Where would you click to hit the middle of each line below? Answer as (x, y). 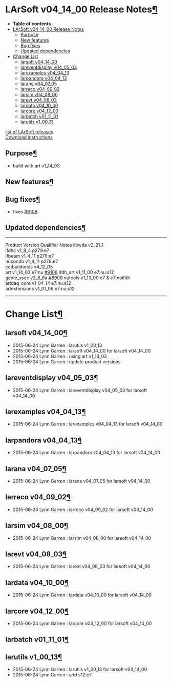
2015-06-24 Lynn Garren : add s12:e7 (52, 675)
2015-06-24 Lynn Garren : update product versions (67, 362)
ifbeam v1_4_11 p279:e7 (30, 256)
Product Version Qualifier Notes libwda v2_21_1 (55, 245)
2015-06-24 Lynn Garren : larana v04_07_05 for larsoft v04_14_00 (81, 481)
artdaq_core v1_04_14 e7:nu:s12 (38, 283)
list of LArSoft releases (29, 131)
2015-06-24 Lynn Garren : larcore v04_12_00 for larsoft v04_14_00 (82, 623)
